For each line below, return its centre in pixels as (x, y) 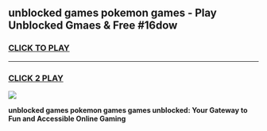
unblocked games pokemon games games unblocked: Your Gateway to (128, 110)
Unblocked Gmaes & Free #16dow (93, 26)
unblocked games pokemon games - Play (112, 13)
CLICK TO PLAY (39, 48)
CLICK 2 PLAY (36, 78)
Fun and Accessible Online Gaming (67, 118)
